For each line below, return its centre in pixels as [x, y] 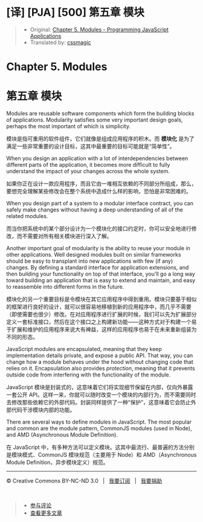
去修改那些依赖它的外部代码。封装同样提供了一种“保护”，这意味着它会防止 [99, 402]
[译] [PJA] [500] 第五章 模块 [76, 12]
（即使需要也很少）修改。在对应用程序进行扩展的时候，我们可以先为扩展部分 [101, 314]
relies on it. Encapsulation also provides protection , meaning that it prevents [101, 369]
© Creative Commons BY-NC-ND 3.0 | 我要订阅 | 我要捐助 [84, 481]
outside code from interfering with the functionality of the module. [89, 375]
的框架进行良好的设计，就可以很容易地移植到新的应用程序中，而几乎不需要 [99, 307]
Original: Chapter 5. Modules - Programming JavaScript [99, 29]
